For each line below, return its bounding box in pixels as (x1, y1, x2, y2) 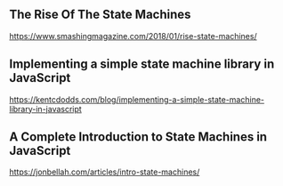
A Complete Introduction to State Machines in (9, 129, 268, 145)
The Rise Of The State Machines (9, 7, 191, 22)
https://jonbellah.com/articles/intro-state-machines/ (9, 166, 200, 177)
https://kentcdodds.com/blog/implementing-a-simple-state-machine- (9, 93, 265, 105)
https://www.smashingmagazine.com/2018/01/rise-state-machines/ (9, 30, 257, 41)
